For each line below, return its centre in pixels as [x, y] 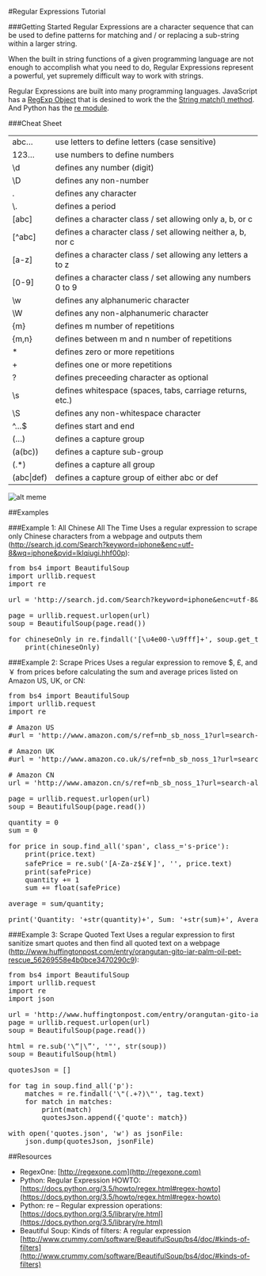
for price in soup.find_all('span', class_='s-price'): [119, 846]
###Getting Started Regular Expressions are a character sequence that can [131, 27]
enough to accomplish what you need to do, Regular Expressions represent [131, 67]
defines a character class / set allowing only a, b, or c [154, 219]
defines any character [96, 193]
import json [31, 998]
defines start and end [95, 426]
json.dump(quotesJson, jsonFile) [90, 1141]
